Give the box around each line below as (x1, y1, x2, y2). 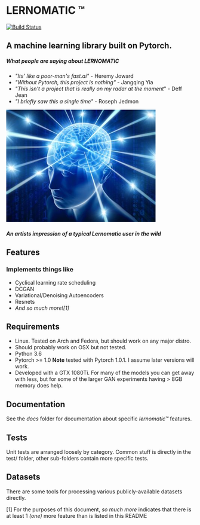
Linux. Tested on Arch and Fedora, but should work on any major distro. (14, 337, 192, 344)
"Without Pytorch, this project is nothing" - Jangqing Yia (14, 79, 153, 86)
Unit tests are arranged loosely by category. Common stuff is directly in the (6, 448, 191, 456)
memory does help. (14, 382, 63, 389)
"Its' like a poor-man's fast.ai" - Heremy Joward (14, 72, 134, 80)
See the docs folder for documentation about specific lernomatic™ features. (6, 415, 192, 422)
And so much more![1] (14, 304, 70, 312)
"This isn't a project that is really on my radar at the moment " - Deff (14, 85, 183, 93)
